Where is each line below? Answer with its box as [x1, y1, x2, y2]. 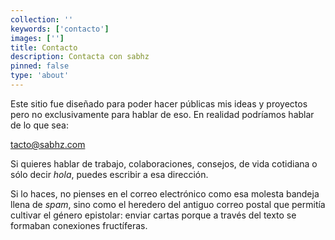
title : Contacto [10, 42, 78, 53]
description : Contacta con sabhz [10, 52, 150, 62]
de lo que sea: [10, 119, 69, 131]
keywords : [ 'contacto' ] [10, 24, 110, 34]
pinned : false [10, 61, 70, 71]
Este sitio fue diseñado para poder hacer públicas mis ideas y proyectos [10, 97, 308, 110]
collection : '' [10, 14, 74, 25]
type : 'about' [10, 71, 70, 81]
